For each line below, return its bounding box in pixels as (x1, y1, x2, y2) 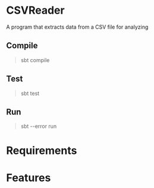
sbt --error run (20, 123, 57, 130)
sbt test (20, 90, 40, 97)
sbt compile (20, 56, 50, 63)
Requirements (6, 144, 77, 157)
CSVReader (6, 4, 65, 17)
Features (6, 171, 51, 184)
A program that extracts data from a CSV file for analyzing (6, 23, 149, 30)
